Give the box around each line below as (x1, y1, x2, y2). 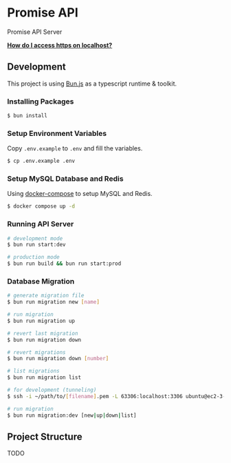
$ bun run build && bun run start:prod (7, 260, 122, 267)
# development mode (7, 235, 63, 242)
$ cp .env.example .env (7, 157, 76, 165)
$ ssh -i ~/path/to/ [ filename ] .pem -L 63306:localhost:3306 (7, 393, 184, 400)
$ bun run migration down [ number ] (7, 355, 109, 362)
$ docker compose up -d (7, 203, 76, 210)
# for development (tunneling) (7, 386, 97, 394)
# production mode (7, 254, 60, 261)
